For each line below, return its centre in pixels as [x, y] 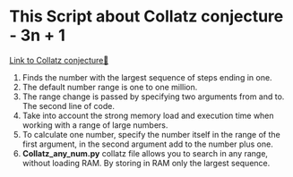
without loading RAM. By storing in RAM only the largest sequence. [146, 163]
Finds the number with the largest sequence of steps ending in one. [147, 77]
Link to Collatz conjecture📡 [59, 60]
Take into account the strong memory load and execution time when [148, 115]
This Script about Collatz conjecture [146, 17]
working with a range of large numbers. [95, 125]
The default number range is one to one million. [110, 87]
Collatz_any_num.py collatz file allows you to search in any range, [145, 153]
